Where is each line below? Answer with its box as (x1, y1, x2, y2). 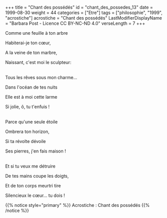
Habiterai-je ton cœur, (5, 40, 51, 46)
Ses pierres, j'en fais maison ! (5, 148, 66, 154)
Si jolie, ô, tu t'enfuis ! (5, 104, 50, 110)
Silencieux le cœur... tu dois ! (5, 192, 65, 198)
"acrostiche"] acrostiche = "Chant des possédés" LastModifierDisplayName (5, 15, 162, 21)
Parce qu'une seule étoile (5, 119, 58, 125)
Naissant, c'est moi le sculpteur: (5, 59, 72, 65)
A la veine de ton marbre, (5, 50, 58, 55)
